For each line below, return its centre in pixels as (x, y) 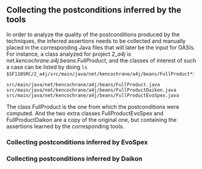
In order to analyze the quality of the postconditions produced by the (93, 34)
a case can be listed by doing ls (47, 67)
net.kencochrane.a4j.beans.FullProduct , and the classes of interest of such (101, 60)
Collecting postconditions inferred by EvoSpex (77, 142)
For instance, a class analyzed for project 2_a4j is (69, 54)
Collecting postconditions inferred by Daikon (74, 159)
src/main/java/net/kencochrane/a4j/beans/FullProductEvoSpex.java (93, 95)
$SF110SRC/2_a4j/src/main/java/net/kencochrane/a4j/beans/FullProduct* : (100, 73)
